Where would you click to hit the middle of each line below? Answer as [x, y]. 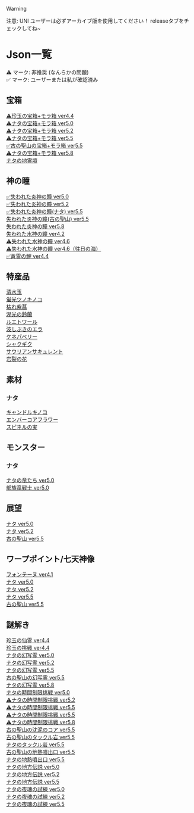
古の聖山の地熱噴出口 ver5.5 [41, 752]
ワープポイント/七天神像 [50, 559]
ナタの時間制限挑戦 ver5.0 [38, 693]
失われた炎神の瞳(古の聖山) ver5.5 [47, 219]
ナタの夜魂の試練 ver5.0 [36, 789]
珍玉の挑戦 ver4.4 [28, 648]
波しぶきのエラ [24, 329]
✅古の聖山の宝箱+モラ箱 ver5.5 [44, 145]
